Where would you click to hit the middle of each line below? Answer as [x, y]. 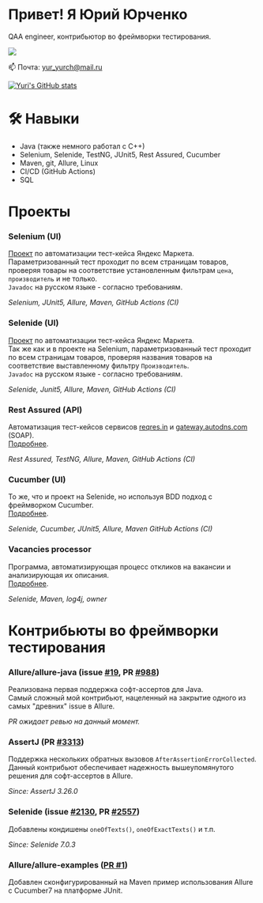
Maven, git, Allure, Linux [59, 163]
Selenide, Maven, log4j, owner [58, 599]
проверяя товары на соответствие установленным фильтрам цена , [121, 270]
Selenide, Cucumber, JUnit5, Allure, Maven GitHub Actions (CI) [111, 529]
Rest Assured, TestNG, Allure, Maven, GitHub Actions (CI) [102, 459]
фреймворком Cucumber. [51, 505]
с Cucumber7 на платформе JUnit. [66, 890]
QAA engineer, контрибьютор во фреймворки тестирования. [110, 36]
